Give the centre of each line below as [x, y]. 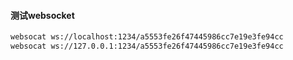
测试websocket [42, 15]
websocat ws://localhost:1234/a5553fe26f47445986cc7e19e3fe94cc [147, 37]
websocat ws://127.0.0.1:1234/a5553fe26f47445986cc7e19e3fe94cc [147, 46]
